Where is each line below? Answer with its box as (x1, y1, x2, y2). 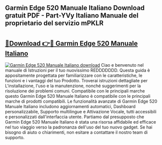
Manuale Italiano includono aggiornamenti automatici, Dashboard (5, 104, 136, 109)
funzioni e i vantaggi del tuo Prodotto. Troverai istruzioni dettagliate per (5, 78, 148, 83)
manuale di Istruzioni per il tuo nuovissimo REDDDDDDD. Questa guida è (5, 68, 150, 73)
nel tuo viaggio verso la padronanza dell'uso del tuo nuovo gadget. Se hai (5, 124, 152, 130)
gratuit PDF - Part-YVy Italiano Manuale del (5, 12, 139, 20)
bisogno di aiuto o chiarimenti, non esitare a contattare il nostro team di (5, 129, 148, 135)
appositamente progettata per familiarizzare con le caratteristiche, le (5, 72, 143, 78)
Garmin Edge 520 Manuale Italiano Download (5, 4, 145, 12)
